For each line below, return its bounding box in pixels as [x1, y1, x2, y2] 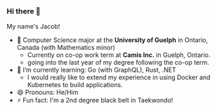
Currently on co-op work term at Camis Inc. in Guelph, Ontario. [27, 51, 211, 59]
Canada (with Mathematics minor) [16, 44, 115, 52]
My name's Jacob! [6, 22, 60, 31]
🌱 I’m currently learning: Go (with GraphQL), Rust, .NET [16, 66, 176, 74]
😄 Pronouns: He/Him [16, 88, 79, 97]
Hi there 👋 [6, 6, 41, 16]
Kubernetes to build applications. [27, 81, 124, 89]
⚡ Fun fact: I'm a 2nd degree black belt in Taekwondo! [16, 96, 173, 105]
